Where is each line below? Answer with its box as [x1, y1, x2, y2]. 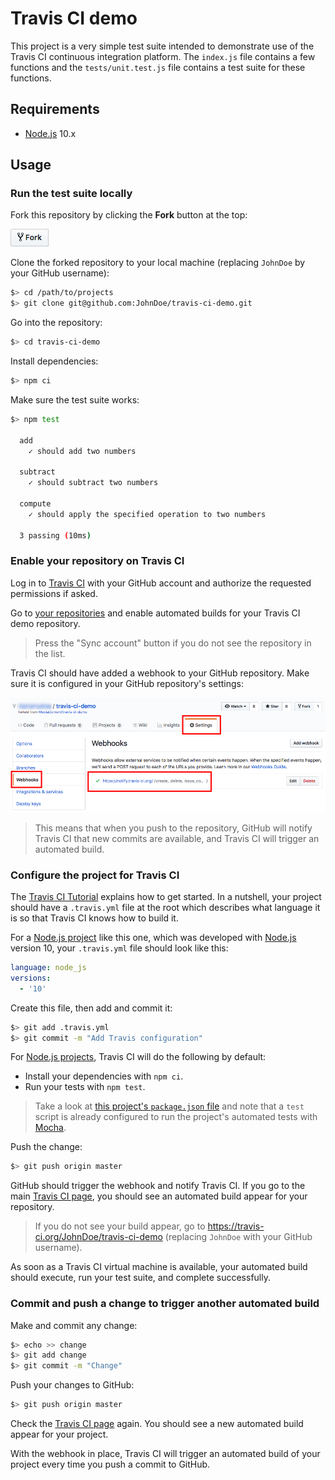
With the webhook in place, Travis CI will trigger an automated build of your [10, 1448, 321, 1460]
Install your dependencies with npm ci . [24, 1070, 184, 1082]
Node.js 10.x [24, 127, 77, 139]
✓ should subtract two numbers [28, 478, 159, 488]
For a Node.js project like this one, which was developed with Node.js [10, 932, 297, 944]
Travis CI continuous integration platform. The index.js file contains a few [10, 50, 316, 62]
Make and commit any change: [10, 1319, 138, 1331]
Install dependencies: [10, 355, 99, 367]
